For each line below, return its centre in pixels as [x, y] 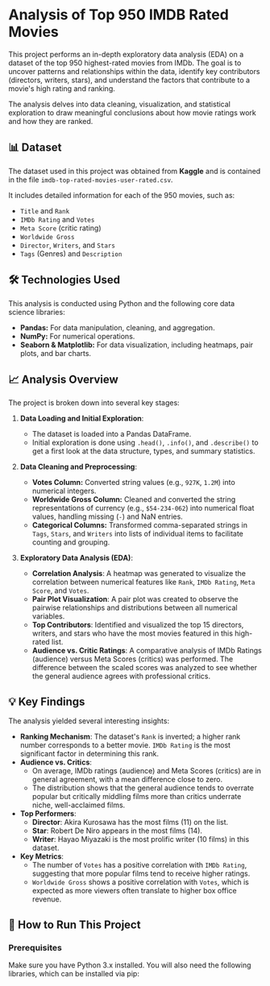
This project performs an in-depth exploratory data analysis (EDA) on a [126, 54]
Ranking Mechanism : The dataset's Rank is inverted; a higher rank [130, 737]
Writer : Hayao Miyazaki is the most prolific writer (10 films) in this [141, 839]
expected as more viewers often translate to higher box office [134, 891]
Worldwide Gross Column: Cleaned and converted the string [134, 499]
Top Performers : [48, 814]
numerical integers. [64, 491]
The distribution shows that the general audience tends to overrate [143, 788]
